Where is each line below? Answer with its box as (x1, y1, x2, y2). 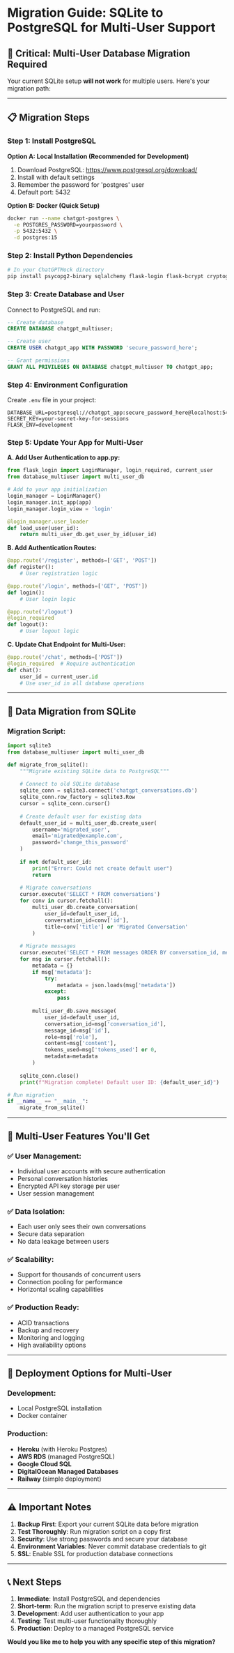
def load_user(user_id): (7, 524, 79, 531)
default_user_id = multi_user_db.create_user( (19, 819, 157, 827)
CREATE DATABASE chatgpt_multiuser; (7, 326, 114, 333)
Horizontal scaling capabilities (17, 1285, 104, 1294)
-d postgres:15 (13, 234, 58, 241)
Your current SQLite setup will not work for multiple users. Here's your (7, 77, 210, 85)
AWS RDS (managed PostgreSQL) (17, 1452, 115, 1461)
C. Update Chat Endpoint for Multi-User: (7, 640, 126, 648)
